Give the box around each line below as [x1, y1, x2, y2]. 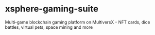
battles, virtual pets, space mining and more [5, 24, 93, 30]
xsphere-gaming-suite [5, 3, 99, 14]
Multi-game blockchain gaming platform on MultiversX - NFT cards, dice [5, 19, 151, 25]
